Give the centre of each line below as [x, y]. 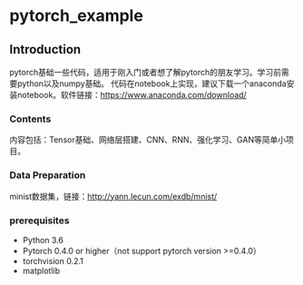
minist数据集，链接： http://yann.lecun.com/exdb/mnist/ [113, 196]
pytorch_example [76, 16]
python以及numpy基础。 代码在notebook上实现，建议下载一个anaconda [152, 84]
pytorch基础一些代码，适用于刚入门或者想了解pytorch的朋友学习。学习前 [146, 72]
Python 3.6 [43, 240]
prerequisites [39, 221]
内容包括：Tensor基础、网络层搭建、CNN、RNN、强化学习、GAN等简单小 [148, 140]
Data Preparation [48, 175]
